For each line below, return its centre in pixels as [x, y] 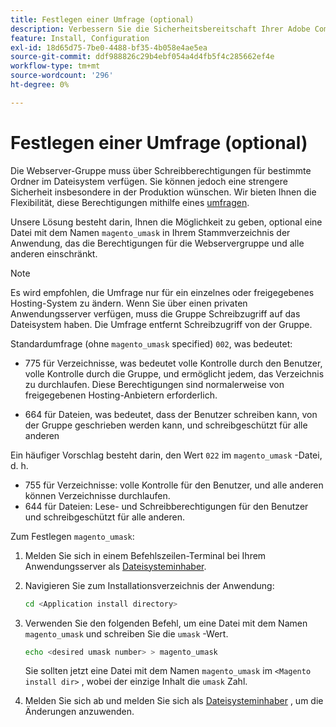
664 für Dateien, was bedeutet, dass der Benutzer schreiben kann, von [171, 414]
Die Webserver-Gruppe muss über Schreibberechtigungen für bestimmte [161, 170]
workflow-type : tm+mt [55, 66]
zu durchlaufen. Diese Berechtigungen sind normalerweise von [154, 384]
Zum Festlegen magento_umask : [72, 536]
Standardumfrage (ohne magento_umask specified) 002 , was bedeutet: [151, 343]
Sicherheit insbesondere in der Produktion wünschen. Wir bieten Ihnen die [163, 192]
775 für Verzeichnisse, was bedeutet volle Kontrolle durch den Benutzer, [173, 363]
